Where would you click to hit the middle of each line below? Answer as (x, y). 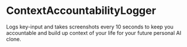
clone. (14, 39)
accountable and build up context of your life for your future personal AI (94, 32)
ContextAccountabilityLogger (81, 11)
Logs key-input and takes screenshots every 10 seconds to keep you (90, 27)
